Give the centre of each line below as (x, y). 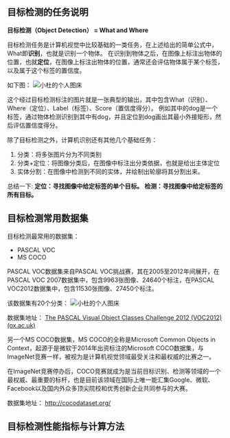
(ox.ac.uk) (21, 325)
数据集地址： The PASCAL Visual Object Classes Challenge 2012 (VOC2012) (115, 317)
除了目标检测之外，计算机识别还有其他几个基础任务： (82, 140)
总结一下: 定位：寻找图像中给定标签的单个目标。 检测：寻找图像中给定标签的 (115, 186)
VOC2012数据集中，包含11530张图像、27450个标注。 (82, 288)
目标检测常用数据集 (48, 218)
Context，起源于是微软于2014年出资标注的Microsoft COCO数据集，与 (106, 348)
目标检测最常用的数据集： (43, 236)
